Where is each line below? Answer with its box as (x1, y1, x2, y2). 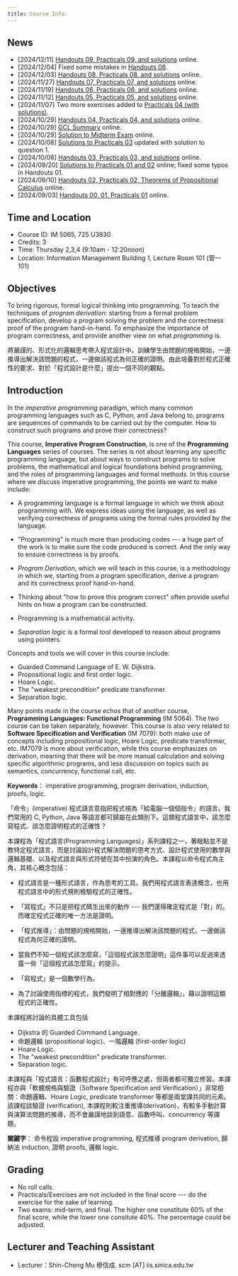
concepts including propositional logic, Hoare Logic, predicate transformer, (7, 737, 227, 745)
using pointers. (17, 635, 62, 644)
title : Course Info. (7, 10, 69, 18)
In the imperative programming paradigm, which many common (7, 403, 193, 412)
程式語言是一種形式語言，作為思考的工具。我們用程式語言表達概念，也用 (17, 878, 229, 887)
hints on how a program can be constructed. (17, 600, 147, 608)
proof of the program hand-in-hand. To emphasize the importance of (7, 324, 209, 332)
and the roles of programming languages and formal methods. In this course (7, 469, 230, 478)
